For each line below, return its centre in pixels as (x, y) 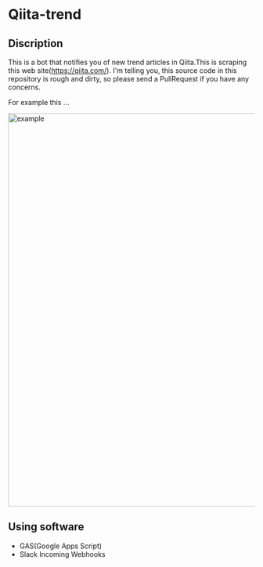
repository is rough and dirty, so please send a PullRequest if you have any (128, 79)
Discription (36, 44)
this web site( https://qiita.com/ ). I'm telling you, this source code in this (122, 71)
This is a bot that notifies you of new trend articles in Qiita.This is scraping (128, 62)
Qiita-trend (45, 15)
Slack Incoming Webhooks (62, 554)
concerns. (25, 87)
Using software (46, 527)
